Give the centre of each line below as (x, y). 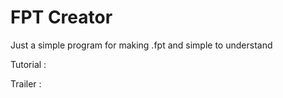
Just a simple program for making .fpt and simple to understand (141, 45)
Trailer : (26, 83)
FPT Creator (61, 17)
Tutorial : (28, 64)
